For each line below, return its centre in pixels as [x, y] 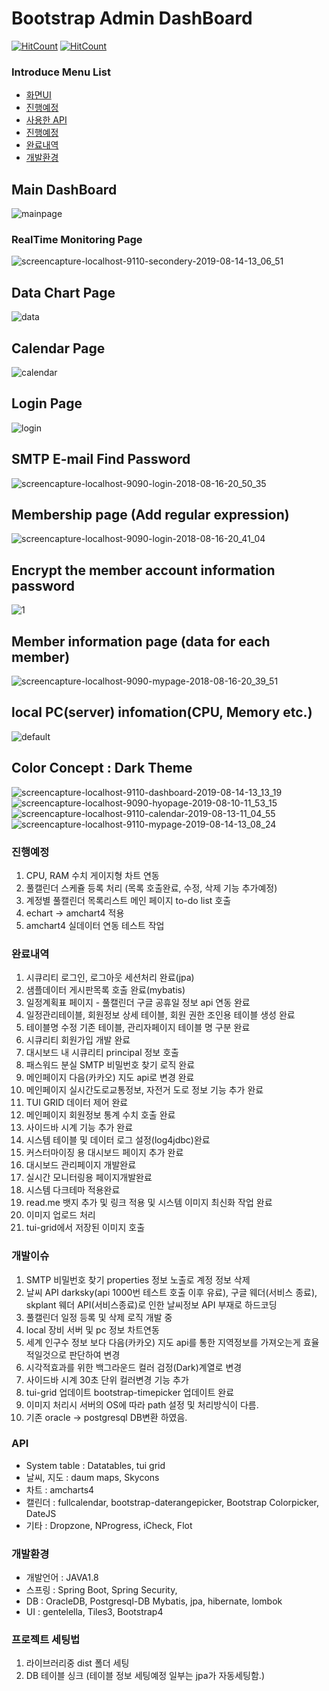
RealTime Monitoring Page [77, 239]
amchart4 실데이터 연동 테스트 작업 [95, 925]
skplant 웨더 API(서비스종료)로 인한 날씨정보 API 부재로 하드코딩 [151, 1304]
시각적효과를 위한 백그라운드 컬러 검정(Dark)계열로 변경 [134, 1367]
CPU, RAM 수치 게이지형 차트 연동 [92, 875]
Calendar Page [58, 348]
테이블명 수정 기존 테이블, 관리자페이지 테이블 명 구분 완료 [138, 1028]
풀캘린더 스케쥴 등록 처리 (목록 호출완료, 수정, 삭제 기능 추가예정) [151, 888]
